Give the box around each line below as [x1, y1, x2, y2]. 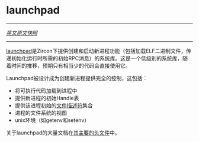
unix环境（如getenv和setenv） [14, 116, 90, 124]
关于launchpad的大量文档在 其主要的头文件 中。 [6, 129, 120, 136]
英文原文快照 [6, 29, 37, 36]
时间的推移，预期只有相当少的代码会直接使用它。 [11, 62, 131, 69]
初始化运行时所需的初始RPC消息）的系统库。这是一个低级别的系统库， [11, 54, 183, 62]
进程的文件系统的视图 [14, 109, 67, 116]
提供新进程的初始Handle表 [14, 94, 79, 101]
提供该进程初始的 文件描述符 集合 [14, 101, 93, 109]
